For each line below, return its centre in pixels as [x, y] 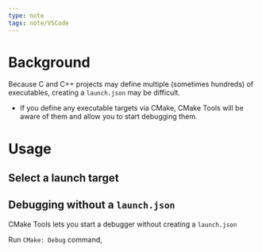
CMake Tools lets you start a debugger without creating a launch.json [123, 224]
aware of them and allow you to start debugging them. [108, 117]
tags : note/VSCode [39, 23]
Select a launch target [64, 178]
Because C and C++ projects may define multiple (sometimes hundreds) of [131, 84]
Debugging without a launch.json [92, 205]
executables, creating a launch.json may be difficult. [94, 93]
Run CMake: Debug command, [56, 239]
